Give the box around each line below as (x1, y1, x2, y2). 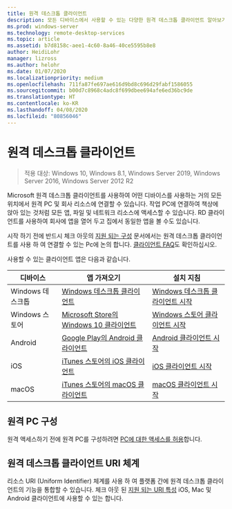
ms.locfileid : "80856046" (7, 113, 81, 119)
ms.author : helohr (7, 61, 60, 68)
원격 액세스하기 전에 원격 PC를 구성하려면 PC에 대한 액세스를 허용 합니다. (7, 435, 202, 443)
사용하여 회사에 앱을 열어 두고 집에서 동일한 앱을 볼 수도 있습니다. (25, 217, 200, 225)
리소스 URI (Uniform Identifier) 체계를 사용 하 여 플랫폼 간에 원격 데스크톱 (7, 477, 206, 486)
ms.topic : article (7, 36, 60, 43)
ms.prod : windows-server (7, 23, 79, 30)
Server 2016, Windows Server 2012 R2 (23, 177, 134, 185)
